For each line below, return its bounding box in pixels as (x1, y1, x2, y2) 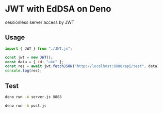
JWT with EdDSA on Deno (5, 3, 112, 14)
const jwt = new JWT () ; (5, 55, 53, 60)
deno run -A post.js (5, 103, 47, 108)
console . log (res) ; (5, 69, 42, 73)
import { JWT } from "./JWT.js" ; (5, 46, 73, 51)
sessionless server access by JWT (5, 19, 75, 25)
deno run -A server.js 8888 (5, 94, 62, 99)
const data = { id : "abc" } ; (5, 59, 64, 64)
